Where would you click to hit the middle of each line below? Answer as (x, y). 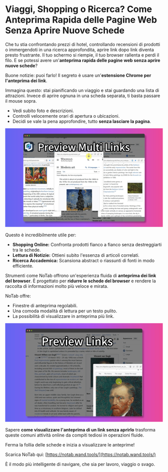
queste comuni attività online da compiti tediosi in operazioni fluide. (74, 435)
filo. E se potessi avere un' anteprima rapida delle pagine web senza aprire (83, 60)
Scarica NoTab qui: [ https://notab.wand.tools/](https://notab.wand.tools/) (80, 454)
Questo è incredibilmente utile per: (41, 235)
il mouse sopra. (21, 101)
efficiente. (23, 266)
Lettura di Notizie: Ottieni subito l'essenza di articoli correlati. (76, 255)
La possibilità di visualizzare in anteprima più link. (63, 316)
